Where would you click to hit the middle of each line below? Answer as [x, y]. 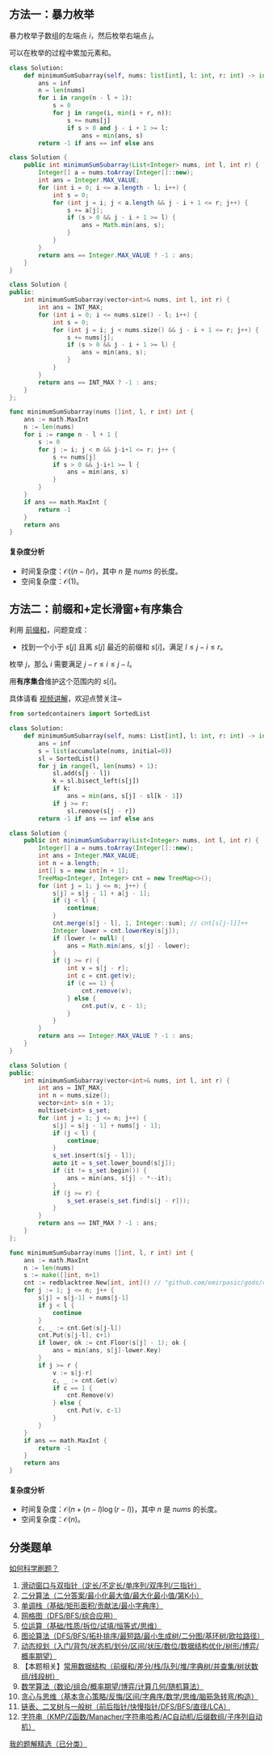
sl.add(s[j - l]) [82, 774]
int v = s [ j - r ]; [98, 968]
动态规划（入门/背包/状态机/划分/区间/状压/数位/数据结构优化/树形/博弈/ [140, 1646]
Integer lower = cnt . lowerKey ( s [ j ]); [116, 931]
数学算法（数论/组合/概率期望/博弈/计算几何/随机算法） [112, 1687]
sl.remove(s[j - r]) [101, 811]
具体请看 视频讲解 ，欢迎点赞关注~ [66, 699]
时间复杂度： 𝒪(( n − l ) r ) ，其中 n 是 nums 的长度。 [101, 571]
